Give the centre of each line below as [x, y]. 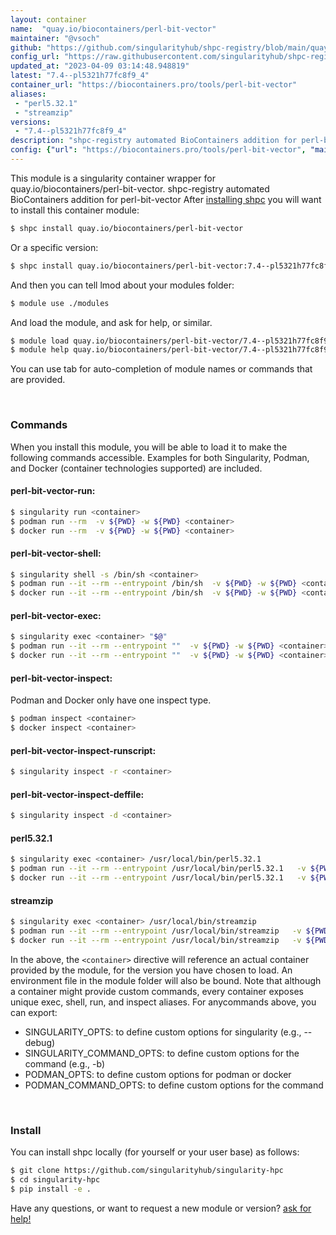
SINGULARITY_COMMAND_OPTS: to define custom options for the [162, 1053]
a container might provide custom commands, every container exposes [157, 991]
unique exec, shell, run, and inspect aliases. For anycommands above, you [163, 1002]
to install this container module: [75, 210]
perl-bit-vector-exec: [56, 615]
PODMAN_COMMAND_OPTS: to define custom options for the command [174, 1085]
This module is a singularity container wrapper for [113, 178]
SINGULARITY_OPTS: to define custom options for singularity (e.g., [163, 1032]
